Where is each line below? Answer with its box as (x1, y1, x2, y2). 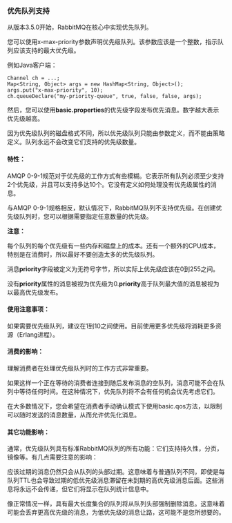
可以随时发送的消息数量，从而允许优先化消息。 (7, 411, 140, 419)
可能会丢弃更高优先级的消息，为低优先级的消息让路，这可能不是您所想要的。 (7, 509, 225, 517)
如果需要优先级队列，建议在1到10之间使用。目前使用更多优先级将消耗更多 (7, 322, 216, 330)
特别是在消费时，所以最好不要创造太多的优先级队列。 (7, 250, 159, 258)
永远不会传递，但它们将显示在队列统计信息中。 (19, 485, 153, 493)
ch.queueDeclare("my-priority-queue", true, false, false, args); (7, 93, 202, 100)
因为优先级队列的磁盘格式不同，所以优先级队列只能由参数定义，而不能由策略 (7, 129, 225, 137)
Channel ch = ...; (7, 75, 60, 82)
